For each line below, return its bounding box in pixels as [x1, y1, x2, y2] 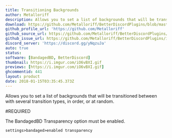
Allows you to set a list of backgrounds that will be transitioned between [5, 93, 157, 99]
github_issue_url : [5, 36, 45, 41]
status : [5, 50, 22, 55]
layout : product [5, 74, 40, 79]
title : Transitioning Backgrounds [5, 7, 79, 13]
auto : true [5, 45, 29, 51]
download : [5, 21, 27, 27]
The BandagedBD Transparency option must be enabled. [5, 118, 125, 124]
